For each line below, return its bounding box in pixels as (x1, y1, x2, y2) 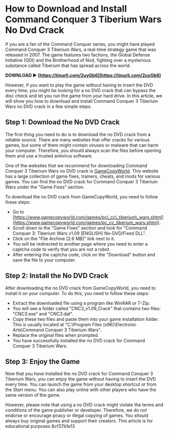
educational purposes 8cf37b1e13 (5, 423, 75, 429)
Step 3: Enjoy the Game (5, 357, 80, 366)
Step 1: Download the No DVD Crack (5, 118, 120, 126)
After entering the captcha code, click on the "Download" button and (12, 251, 155, 257)
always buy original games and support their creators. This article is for (5, 418, 153, 424)
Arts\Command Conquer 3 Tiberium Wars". (12, 327, 102, 333)
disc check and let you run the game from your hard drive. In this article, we (5, 93, 162, 99)
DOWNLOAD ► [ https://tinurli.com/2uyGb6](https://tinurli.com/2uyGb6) (5, 72, 161, 78)
